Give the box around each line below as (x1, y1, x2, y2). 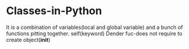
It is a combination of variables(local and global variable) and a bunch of (6, 24, 183, 31)
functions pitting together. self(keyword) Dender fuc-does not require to (6, 30, 183, 37)
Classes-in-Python (6, 4, 102, 18)
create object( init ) (6, 36, 51, 43)
